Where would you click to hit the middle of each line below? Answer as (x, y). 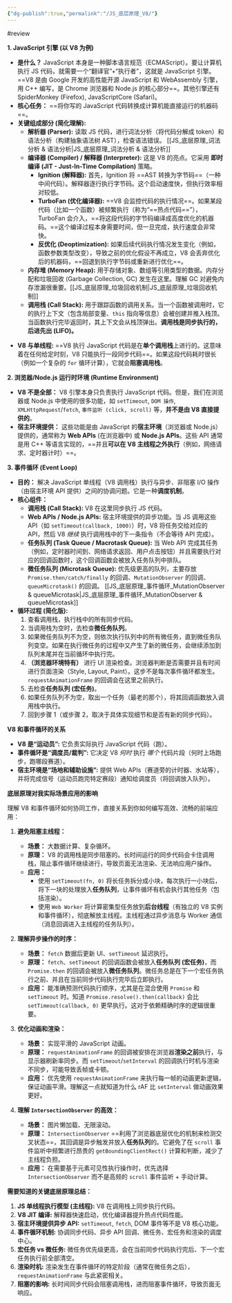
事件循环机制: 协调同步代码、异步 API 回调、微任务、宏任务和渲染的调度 (119, 1232)
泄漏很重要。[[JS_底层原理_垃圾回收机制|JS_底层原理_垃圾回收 (122, 287)
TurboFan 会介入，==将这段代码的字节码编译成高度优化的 (120, 218)
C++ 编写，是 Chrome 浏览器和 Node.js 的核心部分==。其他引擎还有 (122, 88)
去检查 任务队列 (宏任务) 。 (64, 688)
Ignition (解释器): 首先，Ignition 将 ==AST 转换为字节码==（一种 (129, 174)
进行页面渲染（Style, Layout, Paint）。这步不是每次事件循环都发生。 (123, 671)
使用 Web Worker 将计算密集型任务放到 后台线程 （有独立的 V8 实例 (130, 906)
